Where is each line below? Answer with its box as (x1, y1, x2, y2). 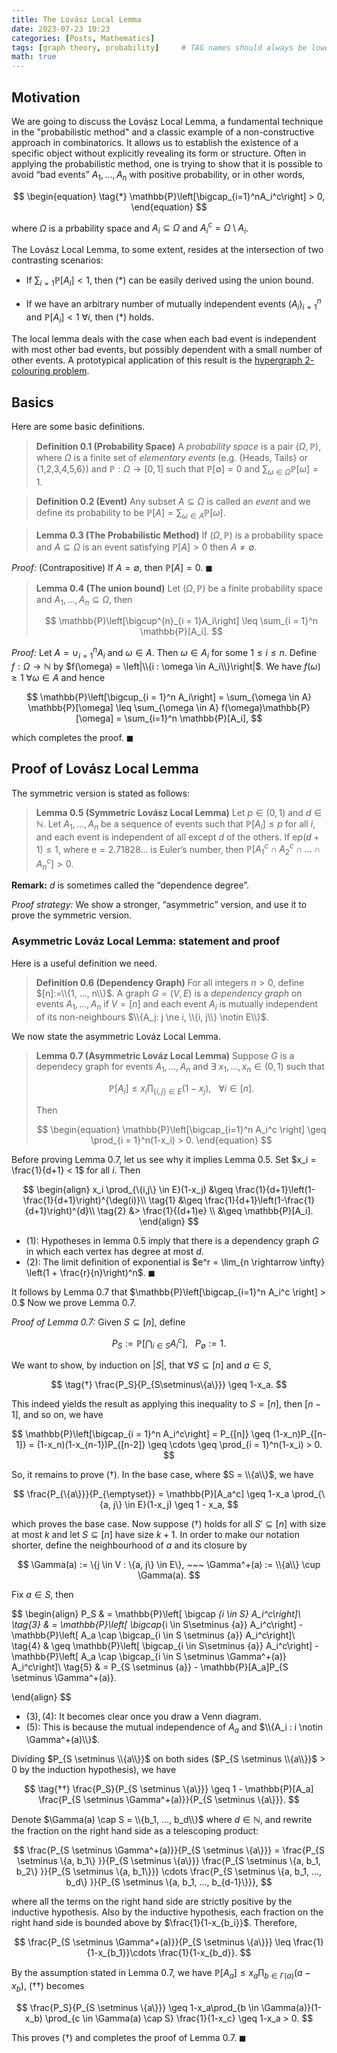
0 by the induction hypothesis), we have (11, 1764, 177, 1776)
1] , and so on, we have (11, 1408, 104, 1420)
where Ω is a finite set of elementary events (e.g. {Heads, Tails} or (35, 452, 309, 464)
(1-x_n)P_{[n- (272, 1427, 327, 1440)
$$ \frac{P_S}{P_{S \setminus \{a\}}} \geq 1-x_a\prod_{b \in (15, 2001, 259, 2013)
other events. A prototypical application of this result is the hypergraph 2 (11, 354, 311, 366)
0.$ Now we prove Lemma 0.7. (11, 1297, 137, 1309)
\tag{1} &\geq (148, 1194, 203, 1206)
